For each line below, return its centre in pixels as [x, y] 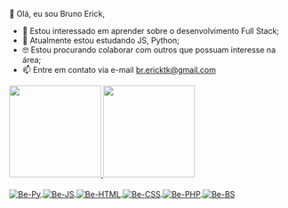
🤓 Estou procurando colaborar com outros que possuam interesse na [149, 50]
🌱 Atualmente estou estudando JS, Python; [100, 40]
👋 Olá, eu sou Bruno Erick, [57, 14]
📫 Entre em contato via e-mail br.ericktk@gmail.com [119, 70]
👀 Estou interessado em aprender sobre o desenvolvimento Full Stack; [151, 31]
